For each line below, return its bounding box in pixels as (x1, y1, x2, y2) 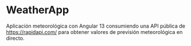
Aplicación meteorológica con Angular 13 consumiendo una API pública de (6, 22, 186, 29)
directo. (6, 34, 25, 41)
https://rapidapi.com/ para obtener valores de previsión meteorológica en (6, 28, 183, 35)
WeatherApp (6, 3, 69, 17)
